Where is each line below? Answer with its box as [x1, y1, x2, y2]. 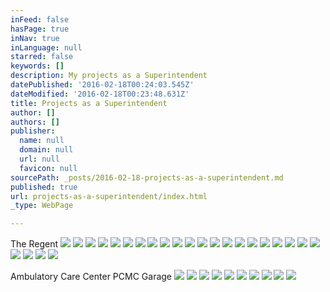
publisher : [10, 126, 56, 136]
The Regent [10, 238, 58, 250]
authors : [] [10, 117, 60, 127]
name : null [19, 136, 65, 146]
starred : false [10, 52, 74, 62]
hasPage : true [10, 24, 70, 34]
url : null [19, 154, 60, 164]
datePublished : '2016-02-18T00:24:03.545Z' [10, 80, 195, 90]
